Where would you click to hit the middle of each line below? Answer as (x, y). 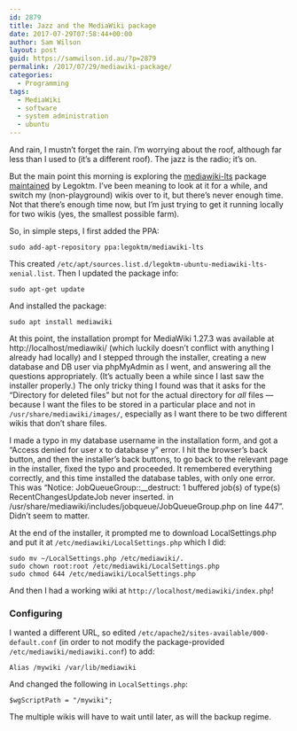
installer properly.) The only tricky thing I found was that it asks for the (137, 385)
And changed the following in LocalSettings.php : (99, 684)
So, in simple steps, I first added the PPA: (84, 231)
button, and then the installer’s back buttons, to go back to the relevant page (149, 459)
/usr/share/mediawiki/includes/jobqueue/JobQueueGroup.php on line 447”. (147, 506)
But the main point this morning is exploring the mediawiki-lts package (138, 176)
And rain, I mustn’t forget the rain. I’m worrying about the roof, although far (145, 150)
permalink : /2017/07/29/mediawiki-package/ (91, 67)
